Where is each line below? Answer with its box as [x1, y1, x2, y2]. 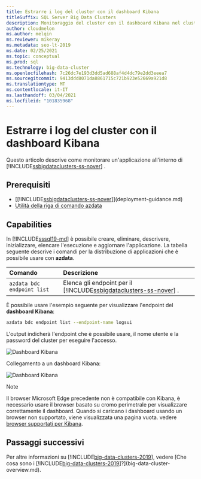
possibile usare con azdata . [6, 254, 75, 262]
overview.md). [6, 466, 41, 473]
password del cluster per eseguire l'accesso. [6, 336, 117, 344]
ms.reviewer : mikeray [6, 37, 60, 43]
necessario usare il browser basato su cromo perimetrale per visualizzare [6, 401, 187, 408]
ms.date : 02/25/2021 [6, 48, 58, 54]
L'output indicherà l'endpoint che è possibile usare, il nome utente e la [6, 331, 179, 338]
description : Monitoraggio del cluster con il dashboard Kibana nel [6, 20, 181, 26]
